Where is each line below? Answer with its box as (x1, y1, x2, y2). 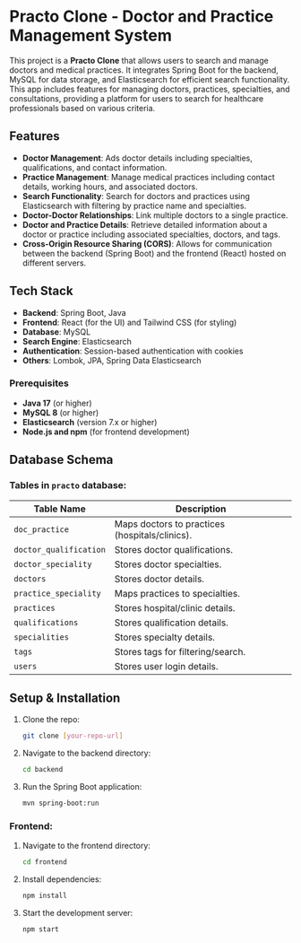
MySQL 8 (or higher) (21, 406, 99, 418)
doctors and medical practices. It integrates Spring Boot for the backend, (9, 65, 279, 75)
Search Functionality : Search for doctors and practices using (21, 190, 251, 201)
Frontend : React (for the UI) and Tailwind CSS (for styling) (21, 317, 237, 327)
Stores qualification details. (114, 616, 228, 629)
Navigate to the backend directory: (21, 747, 151, 759)
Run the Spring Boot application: (21, 781, 142, 792)
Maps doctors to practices (114, 518, 226, 530)
